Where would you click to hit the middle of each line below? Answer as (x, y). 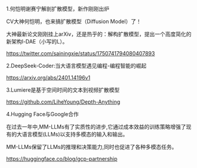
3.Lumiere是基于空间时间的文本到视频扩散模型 (63, 90)
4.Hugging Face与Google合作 (42, 114)
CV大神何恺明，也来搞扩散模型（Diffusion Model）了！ (74, 21)
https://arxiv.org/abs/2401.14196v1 (48, 77)
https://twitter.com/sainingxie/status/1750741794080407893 (81, 53)
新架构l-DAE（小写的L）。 (37, 41)
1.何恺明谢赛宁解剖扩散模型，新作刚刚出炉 (58, 9)
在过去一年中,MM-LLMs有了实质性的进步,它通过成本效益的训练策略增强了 (96, 127)
